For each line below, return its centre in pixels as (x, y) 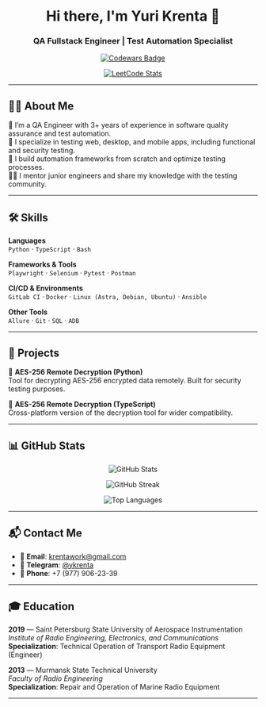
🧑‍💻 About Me (41, 106)
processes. (27, 167)
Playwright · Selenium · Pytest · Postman (72, 273)
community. (27, 184)
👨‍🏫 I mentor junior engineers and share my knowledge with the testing (123, 176)
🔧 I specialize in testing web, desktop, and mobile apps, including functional (132, 142)
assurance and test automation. (60, 133)
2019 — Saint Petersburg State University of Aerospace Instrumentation (125, 629)
